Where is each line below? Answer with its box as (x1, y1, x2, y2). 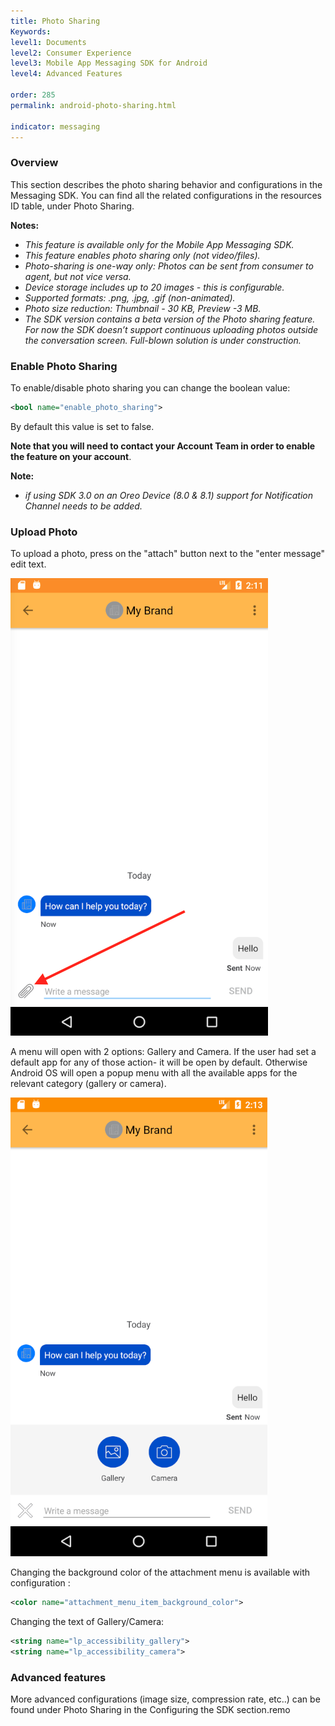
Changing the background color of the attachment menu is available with (10, 1566, 311, 1579)
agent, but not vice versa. (24, 270, 132, 282)
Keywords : (10, 26, 52, 37)
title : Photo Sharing (10, 16, 101, 26)
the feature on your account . (10, 450, 132, 462)
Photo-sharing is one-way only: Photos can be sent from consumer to (24, 260, 314, 272)
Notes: (10, 219, 40, 231)
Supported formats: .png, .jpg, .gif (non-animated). (24, 291, 236, 304)
